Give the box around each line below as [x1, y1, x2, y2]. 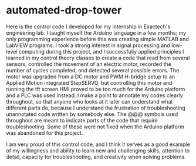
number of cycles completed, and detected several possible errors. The [6, 67, 180, 74]
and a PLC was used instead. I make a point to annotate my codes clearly [6, 92, 183, 99]
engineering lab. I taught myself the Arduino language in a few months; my [6, 29, 187, 36]
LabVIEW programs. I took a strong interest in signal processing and [6, 42, 170, 49]
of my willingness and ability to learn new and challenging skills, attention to [6, 147, 190, 154]
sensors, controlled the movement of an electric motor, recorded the [6, 60, 172, 68]
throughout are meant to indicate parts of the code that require [6, 117, 158, 124]
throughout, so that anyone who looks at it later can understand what [6, 98, 173, 105]
